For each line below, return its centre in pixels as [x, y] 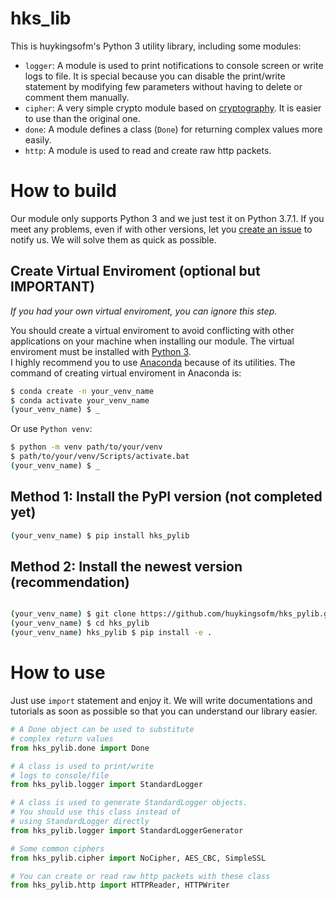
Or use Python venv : [51, 429]
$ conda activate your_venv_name [80, 400]
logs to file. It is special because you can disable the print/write [155, 76]
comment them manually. [77, 97]
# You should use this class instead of [96, 812]
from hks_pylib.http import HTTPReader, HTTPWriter [120, 885]
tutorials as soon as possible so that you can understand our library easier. [164, 711]
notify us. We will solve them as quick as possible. [113, 239]
